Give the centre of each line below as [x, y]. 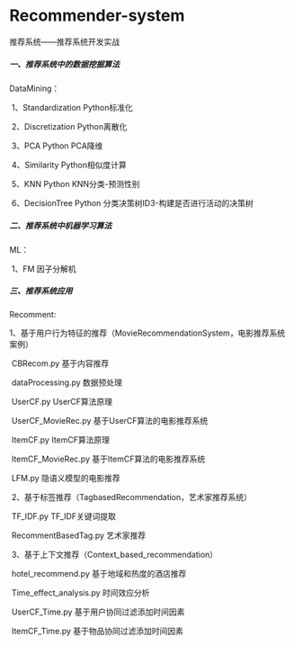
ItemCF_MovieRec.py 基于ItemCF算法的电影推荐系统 [108, 459]
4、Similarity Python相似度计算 [69, 165]
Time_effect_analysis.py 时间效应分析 [80, 592]
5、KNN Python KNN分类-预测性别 [76, 184]
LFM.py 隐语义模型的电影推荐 [66, 478]
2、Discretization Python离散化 [69, 126]
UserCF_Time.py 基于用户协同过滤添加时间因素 [98, 612]
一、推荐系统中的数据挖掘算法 [64, 64]
